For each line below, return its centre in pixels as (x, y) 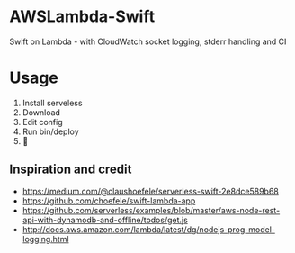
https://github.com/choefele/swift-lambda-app (109, 201)
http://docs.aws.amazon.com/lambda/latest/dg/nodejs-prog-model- (149, 229)
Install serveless (52, 103)
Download (41, 112)
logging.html (45, 239)
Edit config (42, 122)
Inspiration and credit (71, 170)
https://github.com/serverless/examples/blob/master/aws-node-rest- (151, 210)
